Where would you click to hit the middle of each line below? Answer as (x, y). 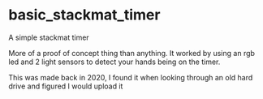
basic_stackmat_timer (84, 15)
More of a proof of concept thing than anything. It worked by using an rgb (132, 53)
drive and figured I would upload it (66, 86)
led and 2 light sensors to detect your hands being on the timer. (114, 62)
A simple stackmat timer (49, 37)
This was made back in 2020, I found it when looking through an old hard (131, 77)
